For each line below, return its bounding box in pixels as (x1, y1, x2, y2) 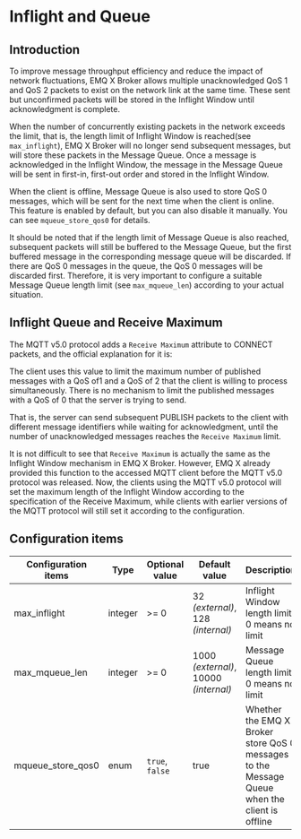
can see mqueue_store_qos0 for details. (9, 215, 150, 225)
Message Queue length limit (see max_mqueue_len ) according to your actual (9, 280, 285, 290)
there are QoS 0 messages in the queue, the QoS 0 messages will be (9, 261, 263, 271)
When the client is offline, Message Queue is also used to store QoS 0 (9, 186, 267, 196)
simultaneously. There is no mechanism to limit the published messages (9, 385, 275, 395)
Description (245, 563, 297, 575)
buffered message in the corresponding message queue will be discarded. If (9, 251, 291, 262)
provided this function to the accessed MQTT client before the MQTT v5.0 (9, 467, 283, 478)
